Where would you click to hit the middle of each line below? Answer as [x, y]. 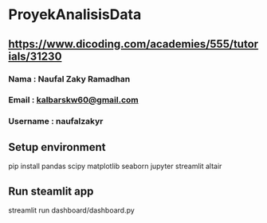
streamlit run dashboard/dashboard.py [72, 210]
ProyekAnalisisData [75, 15]
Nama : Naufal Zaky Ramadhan [69, 79]
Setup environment [57, 147]
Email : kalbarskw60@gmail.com [74, 100]
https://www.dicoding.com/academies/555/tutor [133, 44]
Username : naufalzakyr [56, 121]
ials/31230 [35, 56]
